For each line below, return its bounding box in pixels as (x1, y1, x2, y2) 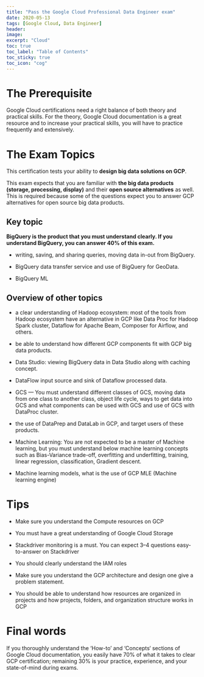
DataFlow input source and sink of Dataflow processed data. (15, 377, 167, 384)
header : (6, 26, 26, 32)
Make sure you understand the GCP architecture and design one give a (15, 571, 194, 579)
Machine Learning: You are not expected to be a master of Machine (15, 438, 185, 445)
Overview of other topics (6, 293, 103, 303)
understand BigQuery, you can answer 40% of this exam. (6, 240, 155, 247)
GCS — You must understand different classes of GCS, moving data (15, 389, 186, 396)
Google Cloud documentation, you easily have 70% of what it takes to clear (6, 651, 195, 658)
